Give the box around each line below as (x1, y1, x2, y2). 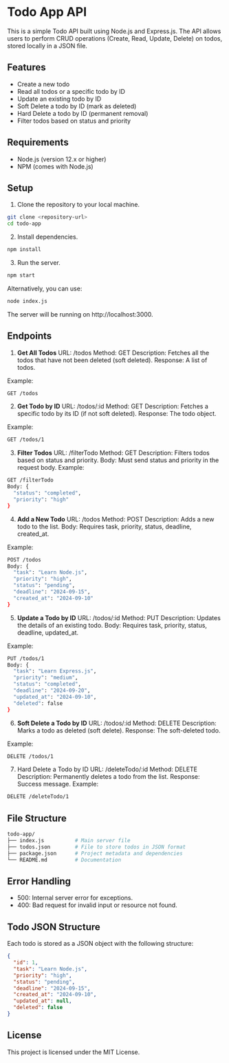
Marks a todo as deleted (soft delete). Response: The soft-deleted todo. (17, 726, 221, 735)
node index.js (7, 297, 48, 304)
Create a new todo (17, 80, 70, 88)
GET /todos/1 (7, 436, 45, 444)
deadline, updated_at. (17, 628, 79, 637)
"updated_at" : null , (13, 997, 72, 1004)
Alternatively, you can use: (7, 284, 83, 292)
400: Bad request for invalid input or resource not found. (17, 901, 177, 909)
